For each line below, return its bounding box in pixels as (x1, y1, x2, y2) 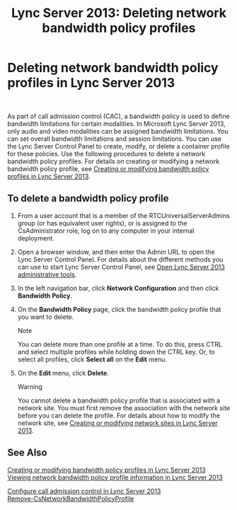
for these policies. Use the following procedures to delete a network (7, 149, 206, 158)
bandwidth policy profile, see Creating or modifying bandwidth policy (7, 164, 209, 173)
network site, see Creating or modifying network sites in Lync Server (17, 419, 218, 427)
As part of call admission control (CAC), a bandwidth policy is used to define (7, 112, 230, 120)
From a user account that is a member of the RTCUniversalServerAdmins (17, 211, 230, 220)
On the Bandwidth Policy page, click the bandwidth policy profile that (17, 305, 221, 313)
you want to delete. (17, 313, 74, 321)
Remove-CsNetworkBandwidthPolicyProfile (7, 494, 134, 503)
